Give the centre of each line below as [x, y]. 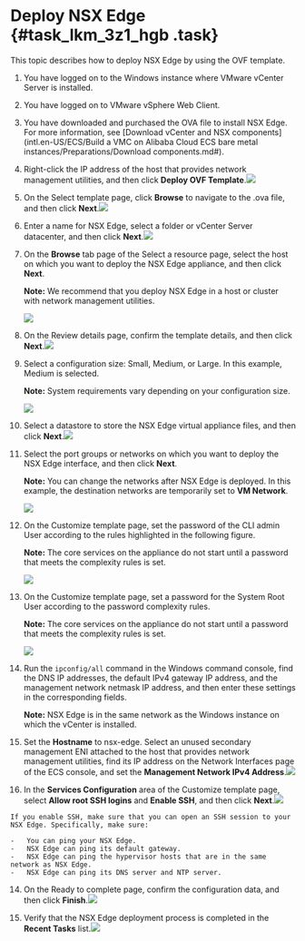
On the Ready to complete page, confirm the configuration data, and [151, 889]
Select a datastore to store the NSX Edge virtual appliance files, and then [160, 425]
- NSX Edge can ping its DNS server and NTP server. [116, 872]
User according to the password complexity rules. [117, 606]
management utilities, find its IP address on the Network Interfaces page [159, 761]
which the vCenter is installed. [80, 724]
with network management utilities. [89, 300]
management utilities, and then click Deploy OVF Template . [135, 180]
